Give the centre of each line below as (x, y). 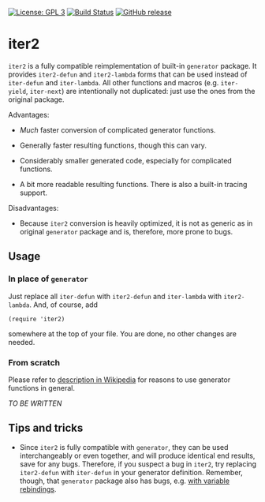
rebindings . (38, 489)
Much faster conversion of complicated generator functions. (118, 129)
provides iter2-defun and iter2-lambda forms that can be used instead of (128, 74)
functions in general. (42, 388)
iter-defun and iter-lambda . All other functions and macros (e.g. (114, 82)
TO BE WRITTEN (35, 403)
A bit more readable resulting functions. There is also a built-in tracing (133, 184)
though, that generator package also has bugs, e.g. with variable (125, 481)
